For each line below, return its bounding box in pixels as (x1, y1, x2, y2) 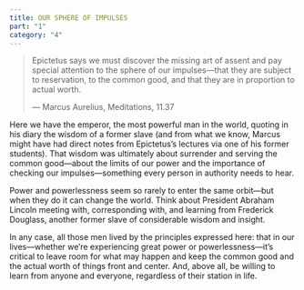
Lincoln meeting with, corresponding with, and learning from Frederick (9, 205, 274, 215)
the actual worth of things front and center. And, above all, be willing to (9, 261, 276, 272)
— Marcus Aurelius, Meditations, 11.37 (31, 102, 175, 113)
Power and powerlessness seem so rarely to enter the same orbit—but (9, 185, 274, 196)
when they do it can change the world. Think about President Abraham (9, 195, 275, 205)
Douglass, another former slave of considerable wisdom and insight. (9, 215, 266, 225)
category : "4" (9, 30, 64, 39)
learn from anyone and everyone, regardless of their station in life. (9, 270, 258, 282)
